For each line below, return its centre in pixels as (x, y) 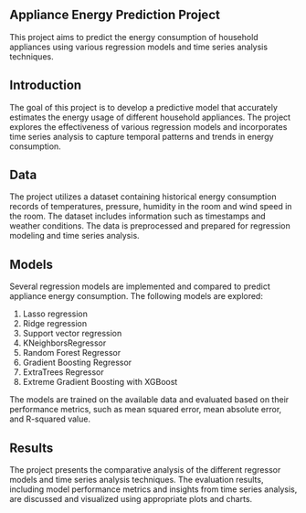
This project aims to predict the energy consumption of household (134, 37)
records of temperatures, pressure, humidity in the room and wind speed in (151, 207)
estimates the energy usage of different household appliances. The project (150, 117)
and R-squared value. (50, 419)
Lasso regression (55, 314)
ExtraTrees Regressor (63, 372)
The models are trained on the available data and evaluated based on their (149, 400)
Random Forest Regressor (72, 353)
